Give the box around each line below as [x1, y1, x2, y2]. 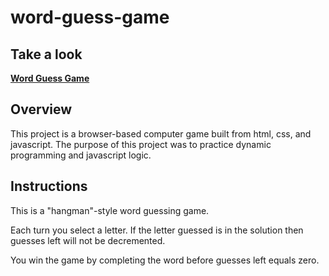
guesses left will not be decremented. [10, 234, 166, 246]
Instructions [10, 178, 88, 195]
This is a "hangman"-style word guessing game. [10, 204, 210, 216]
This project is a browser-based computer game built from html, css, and [10, 127, 312, 140]
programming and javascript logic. [10, 149, 152, 161]
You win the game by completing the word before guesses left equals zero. [10, 254, 320, 266]
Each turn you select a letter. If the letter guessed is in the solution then [10, 224, 304, 236]
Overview [10, 101, 73, 118]
